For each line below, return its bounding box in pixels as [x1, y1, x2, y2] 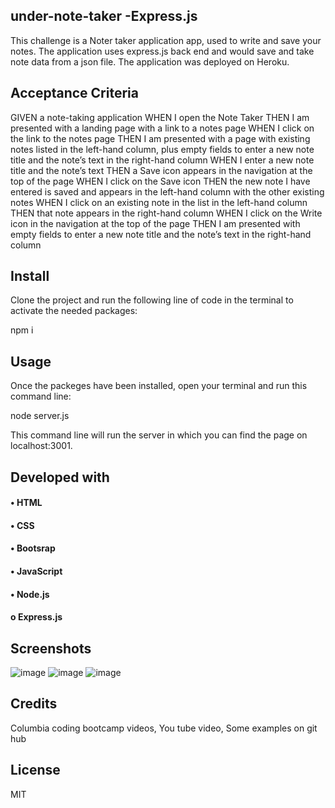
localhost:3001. [10, 440, 73, 452]
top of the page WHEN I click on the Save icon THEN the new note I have [10, 175, 311, 187]
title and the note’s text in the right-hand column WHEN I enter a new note [10, 154, 315, 166]
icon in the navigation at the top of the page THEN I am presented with [10, 217, 301, 229]
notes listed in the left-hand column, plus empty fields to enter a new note [10, 143, 315, 155]
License [10, 762, 61, 779]
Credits [10, 695, 58, 713]
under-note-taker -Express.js [10, 8, 198, 25]
